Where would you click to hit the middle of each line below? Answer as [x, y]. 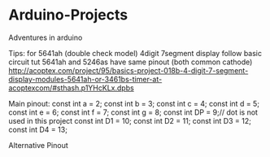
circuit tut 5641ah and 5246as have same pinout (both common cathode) [131, 62]
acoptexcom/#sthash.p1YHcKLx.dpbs [71, 88]
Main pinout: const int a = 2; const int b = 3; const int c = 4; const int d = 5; [134, 103]
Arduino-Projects [68, 15]
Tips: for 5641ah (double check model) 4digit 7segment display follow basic [135, 53]
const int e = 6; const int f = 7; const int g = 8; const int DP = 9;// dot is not [133, 112]
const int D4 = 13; [38, 129]
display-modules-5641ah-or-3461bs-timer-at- [85, 79]
